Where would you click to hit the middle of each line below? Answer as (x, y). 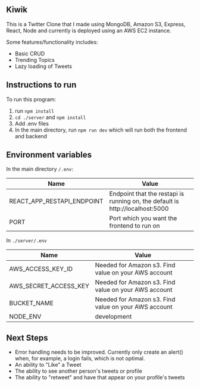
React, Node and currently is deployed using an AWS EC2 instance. (89, 30)
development (113, 317)
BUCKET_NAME (31, 303)
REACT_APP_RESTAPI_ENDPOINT (56, 201)
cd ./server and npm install (50, 117)
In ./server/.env (27, 241)
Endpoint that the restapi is (147, 194)
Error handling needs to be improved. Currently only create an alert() (99, 352)
